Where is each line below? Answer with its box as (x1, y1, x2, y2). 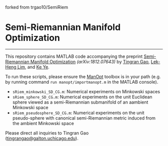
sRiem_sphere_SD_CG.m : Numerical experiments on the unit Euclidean (12, 94, 152, 100)
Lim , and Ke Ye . (17, 64, 50, 70)
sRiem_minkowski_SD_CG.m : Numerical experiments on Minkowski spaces (12, 88, 160, 94)
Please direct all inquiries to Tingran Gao (5, 130, 89, 136)
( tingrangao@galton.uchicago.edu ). (5, 135, 78, 141)
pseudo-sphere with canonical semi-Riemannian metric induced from (12, 115, 156, 121)
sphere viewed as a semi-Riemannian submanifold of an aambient (12, 99, 148, 105)
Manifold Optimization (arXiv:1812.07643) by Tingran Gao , (30, 58, 150, 64)
